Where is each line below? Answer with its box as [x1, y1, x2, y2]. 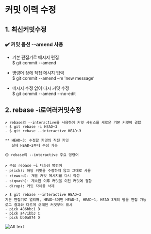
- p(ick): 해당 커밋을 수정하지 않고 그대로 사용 [5, 168, 91, 173]
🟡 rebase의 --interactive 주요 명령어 [5, 152, 79, 157]
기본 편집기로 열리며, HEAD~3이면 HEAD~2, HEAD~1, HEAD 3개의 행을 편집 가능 [5, 197, 147, 202]
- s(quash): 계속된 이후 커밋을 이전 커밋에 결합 [5, 178, 92, 183]
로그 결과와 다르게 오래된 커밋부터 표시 [5, 202, 73, 207]
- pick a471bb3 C [5, 211, 40, 216]
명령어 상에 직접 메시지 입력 [12, 70, 65, 76]
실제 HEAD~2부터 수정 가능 [11, 143, 58, 148]
